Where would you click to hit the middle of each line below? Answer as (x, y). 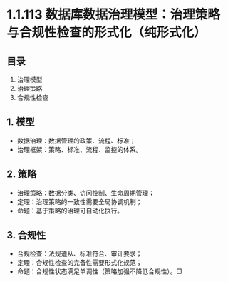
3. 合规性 (26, 235)
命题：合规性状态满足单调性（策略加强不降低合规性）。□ (99, 271)
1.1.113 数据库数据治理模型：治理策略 (113, 15)
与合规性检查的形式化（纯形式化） (107, 32)
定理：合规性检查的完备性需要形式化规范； (79, 263)
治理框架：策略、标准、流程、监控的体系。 (79, 149)
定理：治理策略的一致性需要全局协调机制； (79, 201)
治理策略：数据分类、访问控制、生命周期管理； (85, 193)
